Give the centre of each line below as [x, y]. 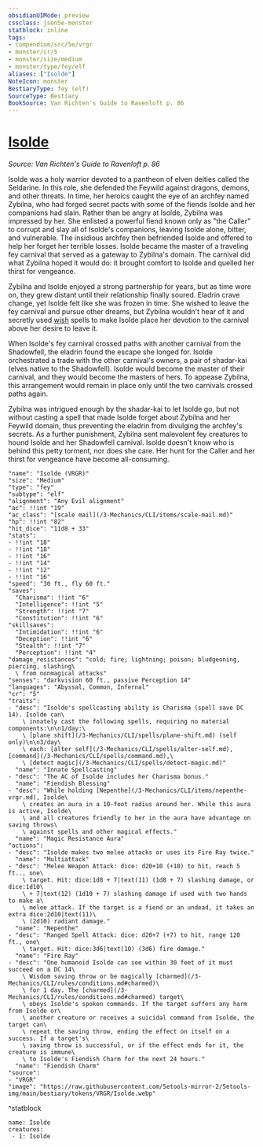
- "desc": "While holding [50, 791]
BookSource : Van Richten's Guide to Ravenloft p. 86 [96, 103]
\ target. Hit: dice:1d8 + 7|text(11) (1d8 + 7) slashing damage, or [139, 880]
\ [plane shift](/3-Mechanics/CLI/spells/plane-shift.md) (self [130, 736]
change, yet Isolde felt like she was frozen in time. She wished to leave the [129, 303]
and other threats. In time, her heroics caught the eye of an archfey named [129, 196]
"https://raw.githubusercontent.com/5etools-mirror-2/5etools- [145, 1087]
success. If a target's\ [49, 1039]
